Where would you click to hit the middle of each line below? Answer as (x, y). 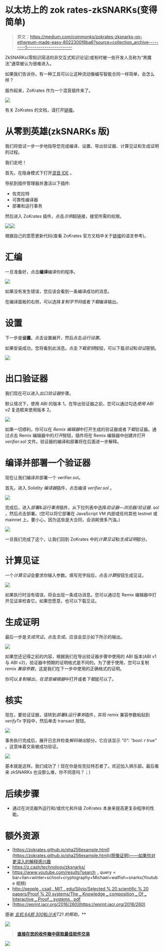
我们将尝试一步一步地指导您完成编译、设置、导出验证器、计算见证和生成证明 (82, 146)
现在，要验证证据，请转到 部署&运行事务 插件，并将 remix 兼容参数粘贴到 (78, 715)
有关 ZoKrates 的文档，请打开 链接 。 (41, 110)
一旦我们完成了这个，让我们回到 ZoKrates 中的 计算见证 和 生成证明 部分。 (77, 539)
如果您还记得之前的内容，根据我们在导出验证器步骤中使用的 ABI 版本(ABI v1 (81, 656)
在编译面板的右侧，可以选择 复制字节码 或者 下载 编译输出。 (63, 301)
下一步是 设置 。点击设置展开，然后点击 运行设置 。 (54, 338)
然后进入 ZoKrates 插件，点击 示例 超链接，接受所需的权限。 (65, 216)
